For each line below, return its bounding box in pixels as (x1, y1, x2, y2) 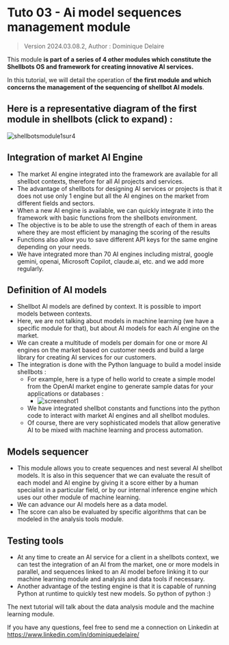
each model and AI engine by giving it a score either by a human (16, 479, 199, 487)
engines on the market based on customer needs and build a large (16, 346, 204, 354)
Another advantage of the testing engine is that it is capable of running (16, 582, 217, 590)
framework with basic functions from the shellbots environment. (16, 214, 198, 222)
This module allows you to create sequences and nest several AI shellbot (16, 464, 223, 472)
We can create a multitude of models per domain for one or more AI (16, 339, 208, 347)
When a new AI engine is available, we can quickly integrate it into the (16, 206, 214, 214)
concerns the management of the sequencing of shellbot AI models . (7, 83, 204, 91)
